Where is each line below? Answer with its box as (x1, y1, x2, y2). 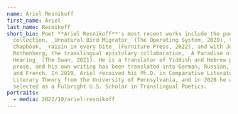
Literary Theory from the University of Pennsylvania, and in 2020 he (13, 76, 227, 84)
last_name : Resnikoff (6, 23, 71, 30)
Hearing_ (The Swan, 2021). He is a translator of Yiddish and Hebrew (13, 57, 227, 64)
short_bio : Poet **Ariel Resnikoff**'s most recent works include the (6, 30, 220, 38)
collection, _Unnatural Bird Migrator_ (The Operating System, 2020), (13, 37, 227, 44)
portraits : (6, 89, 39, 96)
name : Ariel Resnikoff (6, 10, 74, 18)
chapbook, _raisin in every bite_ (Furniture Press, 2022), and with (13, 43, 223, 50)
